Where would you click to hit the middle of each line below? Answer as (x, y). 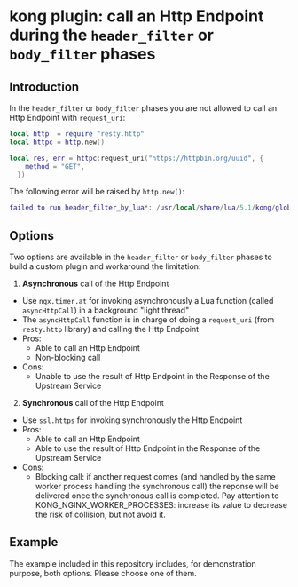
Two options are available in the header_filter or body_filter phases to (141, 257)
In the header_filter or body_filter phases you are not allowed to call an (143, 108)
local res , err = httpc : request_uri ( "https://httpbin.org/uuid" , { (137, 158)
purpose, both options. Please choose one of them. (103, 573)
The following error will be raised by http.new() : (97, 192)
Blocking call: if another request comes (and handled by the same (156, 477)
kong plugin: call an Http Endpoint (137, 16)
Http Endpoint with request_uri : (67, 118)
